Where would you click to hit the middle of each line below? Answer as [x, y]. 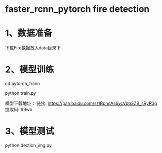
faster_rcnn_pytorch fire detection [77, 9]
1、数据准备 [29, 33]
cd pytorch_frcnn [23, 84]
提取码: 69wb [19, 110]
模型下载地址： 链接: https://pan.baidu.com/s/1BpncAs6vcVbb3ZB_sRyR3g [81, 103]
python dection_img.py [28, 145]
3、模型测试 [30, 131]
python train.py [20, 93]
